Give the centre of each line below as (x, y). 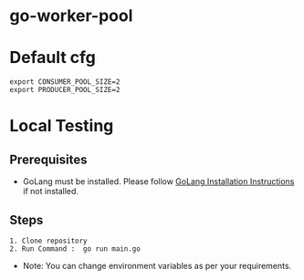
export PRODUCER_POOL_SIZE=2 (65, 90)
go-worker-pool (71, 16)
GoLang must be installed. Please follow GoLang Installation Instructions (158, 181)
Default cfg (52, 58)
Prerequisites (48, 159)
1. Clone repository (49, 241)
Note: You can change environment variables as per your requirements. (157, 265)
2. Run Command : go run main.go (75, 249)
